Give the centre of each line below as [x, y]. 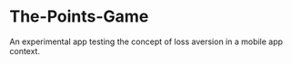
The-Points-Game [79, 17]
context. [25, 50]
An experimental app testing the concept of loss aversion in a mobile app [146, 41]
